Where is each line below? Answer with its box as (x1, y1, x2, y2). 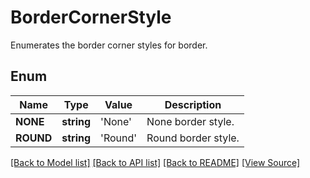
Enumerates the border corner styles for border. (10, 39, 208, 51)
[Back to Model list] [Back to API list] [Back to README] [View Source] (10, 156, 301, 168)
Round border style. (146, 131, 240, 145)
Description (164, 97, 222, 111)
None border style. (146, 114, 235, 128)
